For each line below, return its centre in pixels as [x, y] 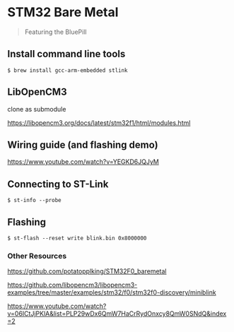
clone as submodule [37, 109]
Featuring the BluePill [55, 32]
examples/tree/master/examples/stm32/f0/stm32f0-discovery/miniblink [112, 292]
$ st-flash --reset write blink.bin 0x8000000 [77, 238]
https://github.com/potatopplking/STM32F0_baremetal [87, 271]
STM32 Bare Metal [63, 12]
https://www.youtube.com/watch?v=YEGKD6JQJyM [83, 162]
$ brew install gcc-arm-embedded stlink [68, 70]
